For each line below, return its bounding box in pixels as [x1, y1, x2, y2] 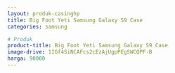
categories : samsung [7, 23, 68, 30]
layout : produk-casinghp [7, 10, 80, 17]
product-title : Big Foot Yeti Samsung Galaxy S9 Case [7, 42, 169, 49]
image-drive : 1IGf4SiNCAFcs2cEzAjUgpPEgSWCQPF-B [7, 49, 153, 56]
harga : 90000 [7, 55, 46, 63]
